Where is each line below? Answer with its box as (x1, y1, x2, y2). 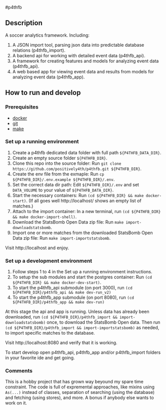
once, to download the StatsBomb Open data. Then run (46, 319, 160, 326)
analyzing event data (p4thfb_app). (12, 74, 85, 80)
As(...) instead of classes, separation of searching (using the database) (5, 389, 155, 395)
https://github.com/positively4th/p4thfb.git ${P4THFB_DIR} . (12, 165, 141, 171)
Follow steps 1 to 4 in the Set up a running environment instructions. (12, 269, 152, 275)
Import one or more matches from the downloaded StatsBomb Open (12, 230, 153, 236)
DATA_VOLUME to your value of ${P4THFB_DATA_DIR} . (12, 187, 114, 193)
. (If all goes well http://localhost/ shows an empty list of (25, 197, 141, 203)
